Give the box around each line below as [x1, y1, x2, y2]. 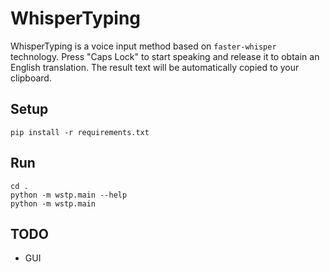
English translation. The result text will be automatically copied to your [10, 61, 300, 73]
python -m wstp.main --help [10, 190, 128, 200]
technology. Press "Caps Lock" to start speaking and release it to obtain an [10, 50, 320, 62]
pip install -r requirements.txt [10, 127, 150, 137]
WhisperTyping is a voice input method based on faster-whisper [10, 40, 277, 52]
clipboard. [10, 72, 52, 84]
